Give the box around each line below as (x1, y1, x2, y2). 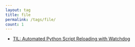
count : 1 (5, 21, 24, 27)
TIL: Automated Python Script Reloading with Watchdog (12, 36, 130, 42)
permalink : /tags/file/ (5, 17, 56, 22)
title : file (5, 12, 31, 17)
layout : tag (5, 7, 31, 13)
